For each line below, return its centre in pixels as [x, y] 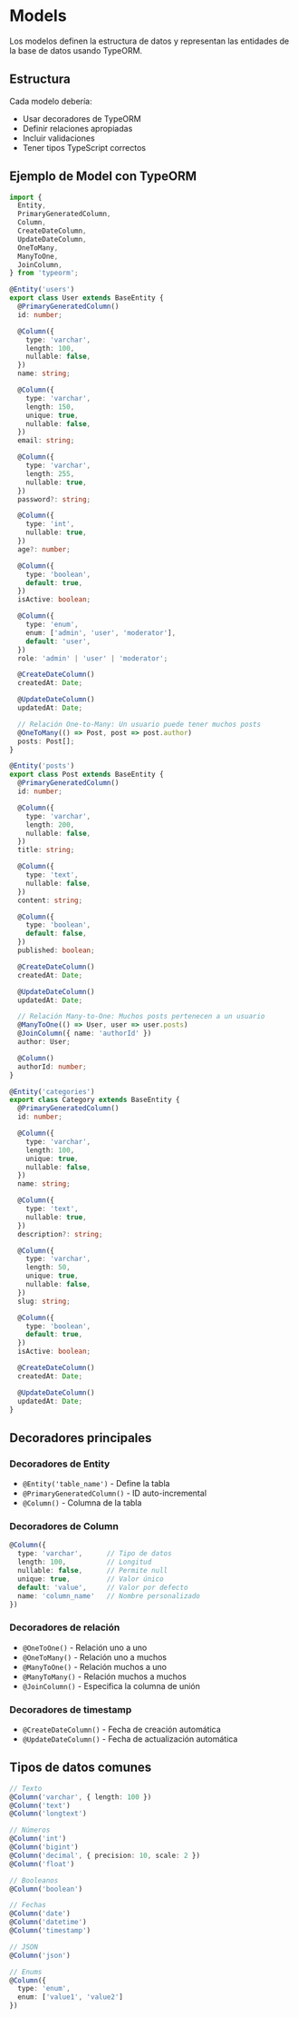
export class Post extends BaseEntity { [87, 775]
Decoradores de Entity [60, 1464]
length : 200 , [50, 825]
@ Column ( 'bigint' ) [44, 1847]
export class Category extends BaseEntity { [95, 1100]
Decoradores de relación [65, 1627]
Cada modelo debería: [51, 101]
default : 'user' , [58, 641]
